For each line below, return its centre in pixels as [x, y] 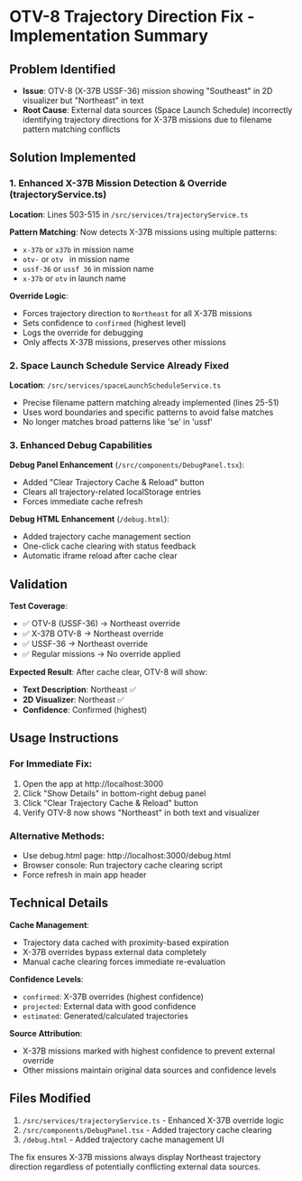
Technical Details [59, 903]
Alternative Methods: [57, 836]
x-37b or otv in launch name [74, 278]
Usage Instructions [64, 738]
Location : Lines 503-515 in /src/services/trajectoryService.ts [129, 214]
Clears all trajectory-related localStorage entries [111, 492]
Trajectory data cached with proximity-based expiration [126, 942]
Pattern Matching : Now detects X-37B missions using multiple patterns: [143, 231]
